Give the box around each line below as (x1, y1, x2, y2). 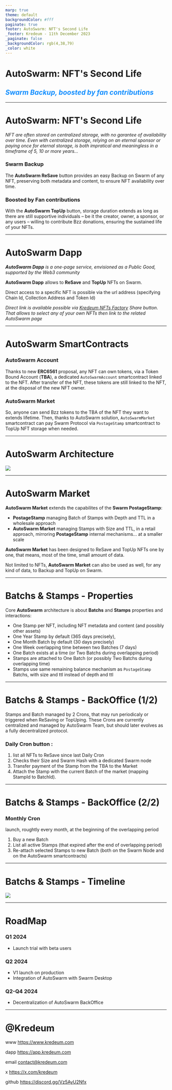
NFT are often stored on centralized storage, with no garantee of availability (5, 131, 166, 138)
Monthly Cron (5, 815, 40, 822)
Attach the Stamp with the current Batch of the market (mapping (12, 768, 148, 774)
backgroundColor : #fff (5, 17, 54, 22)
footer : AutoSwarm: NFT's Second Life (5, 27, 88, 32)
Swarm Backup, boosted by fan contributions (5, 88, 154, 97)
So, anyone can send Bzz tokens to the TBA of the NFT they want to (5, 409, 149, 415)
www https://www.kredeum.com (5, 1039, 74, 1045)
